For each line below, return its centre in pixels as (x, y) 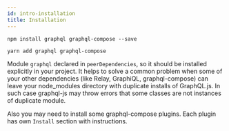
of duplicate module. (37, 100)
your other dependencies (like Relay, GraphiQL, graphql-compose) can (108, 78)
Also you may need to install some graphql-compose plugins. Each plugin (111, 114)
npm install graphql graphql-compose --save (72, 39)
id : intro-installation (41, 13)
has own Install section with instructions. (67, 121)
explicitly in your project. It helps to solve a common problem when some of (115, 71)
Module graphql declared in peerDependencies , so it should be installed (107, 63)
